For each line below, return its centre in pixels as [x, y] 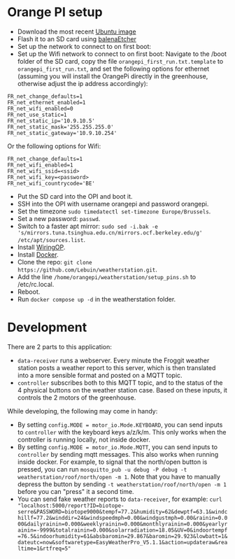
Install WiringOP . [41, 247]
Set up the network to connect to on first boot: [84, 46]
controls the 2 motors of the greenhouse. [77, 397]
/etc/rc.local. [36, 284]
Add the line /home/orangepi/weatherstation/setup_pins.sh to [107, 276]
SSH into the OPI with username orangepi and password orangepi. [113, 204]
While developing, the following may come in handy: [83, 411]
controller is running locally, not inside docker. [84, 439]
